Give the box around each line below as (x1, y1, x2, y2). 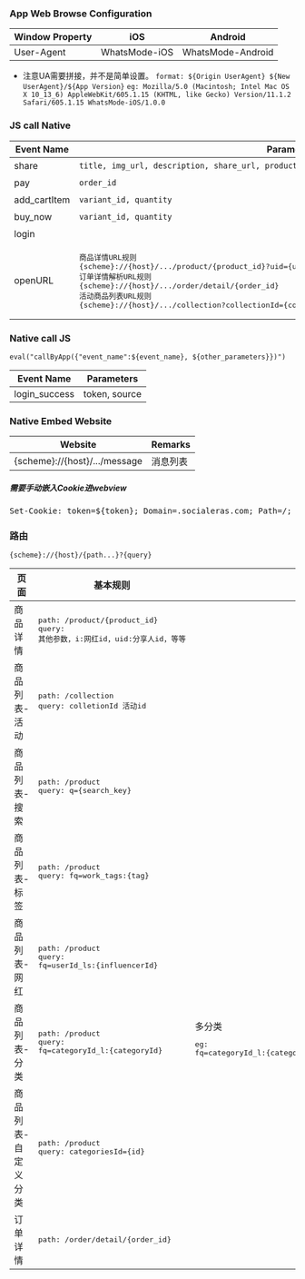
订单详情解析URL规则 (78, 272, 152, 282)
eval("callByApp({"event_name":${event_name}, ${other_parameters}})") (9, 352, 286, 362)
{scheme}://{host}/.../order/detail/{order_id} (78, 281, 280, 291)
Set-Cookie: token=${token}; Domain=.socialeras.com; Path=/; (9, 506, 292, 516)
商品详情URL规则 (78, 253, 138, 262)
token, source (83, 387, 143, 400)
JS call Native (9, 119, 71, 132)
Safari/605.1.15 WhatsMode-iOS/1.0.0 (22, 98, 166, 107)
